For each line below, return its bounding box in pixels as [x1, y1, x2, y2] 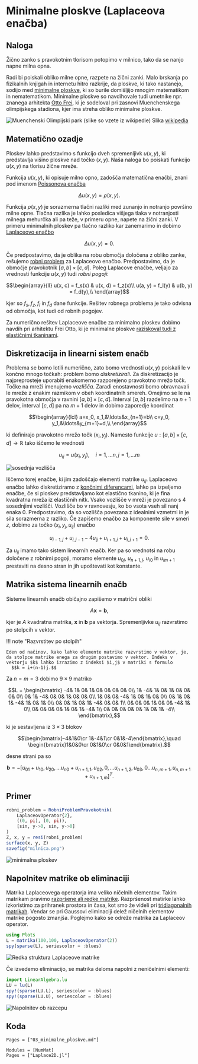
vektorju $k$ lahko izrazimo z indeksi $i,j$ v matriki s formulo [6, 660, 173, 665]
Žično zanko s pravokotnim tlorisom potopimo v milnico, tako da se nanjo [6, 56, 184, 63]
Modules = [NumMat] [6, 1047, 54, 1053]
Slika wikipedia [151, 117, 189, 124]
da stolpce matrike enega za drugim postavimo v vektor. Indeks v [6, 654, 173, 660]
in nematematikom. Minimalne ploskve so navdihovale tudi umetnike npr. [6, 93, 183, 100]
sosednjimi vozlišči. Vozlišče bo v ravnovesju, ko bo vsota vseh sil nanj [6, 502, 178, 509]
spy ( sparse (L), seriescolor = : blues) [6, 943, 102, 950]
